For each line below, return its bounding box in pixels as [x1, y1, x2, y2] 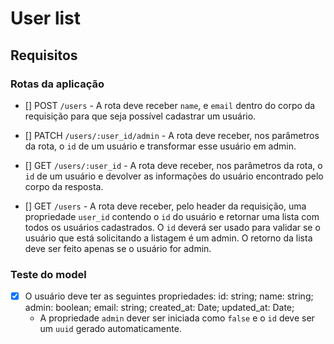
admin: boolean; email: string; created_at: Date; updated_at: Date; [24, 302, 295, 314]
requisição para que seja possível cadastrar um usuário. [24, 110, 257, 122]
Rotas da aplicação [10, 77, 105, 91]
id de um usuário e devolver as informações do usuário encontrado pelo [24, 170, 324, 182]
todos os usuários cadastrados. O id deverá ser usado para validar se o [24, 221, 321, 233]
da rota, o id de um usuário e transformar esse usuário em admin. [24, 140, 297, 152]
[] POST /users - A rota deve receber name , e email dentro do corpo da [24, 99, 316, 111]
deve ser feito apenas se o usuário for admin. [24, 242, 212, 254]
